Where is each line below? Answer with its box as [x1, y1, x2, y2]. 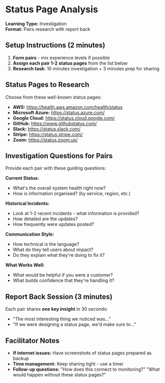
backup [12, 355, 29, 361]
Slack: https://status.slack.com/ [12, 126, 81, 132]
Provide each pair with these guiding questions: [5, 165, 106, 171]
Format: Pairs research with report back [5, 26, 90, 32]
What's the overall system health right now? [12, 185, 106, 191]
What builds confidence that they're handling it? [12, 277, 115, 283]
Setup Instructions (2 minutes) [5, 41, 105, 50]
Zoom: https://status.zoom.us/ [12, 137, 78, 143]
